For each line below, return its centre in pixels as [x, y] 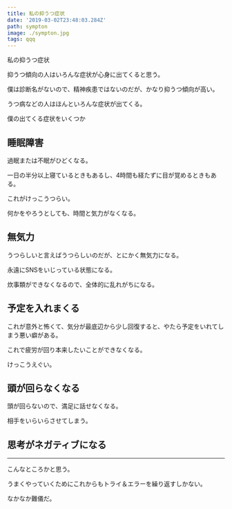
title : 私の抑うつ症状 [36, 13]
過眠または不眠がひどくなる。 [49, 160]
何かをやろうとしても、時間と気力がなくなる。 [74, 213]
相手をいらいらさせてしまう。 [49, 421]
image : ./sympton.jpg [38, 33]
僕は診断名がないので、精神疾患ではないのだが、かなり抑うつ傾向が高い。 [113, 89]
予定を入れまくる [43, 308]
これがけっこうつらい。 [40, 198]
